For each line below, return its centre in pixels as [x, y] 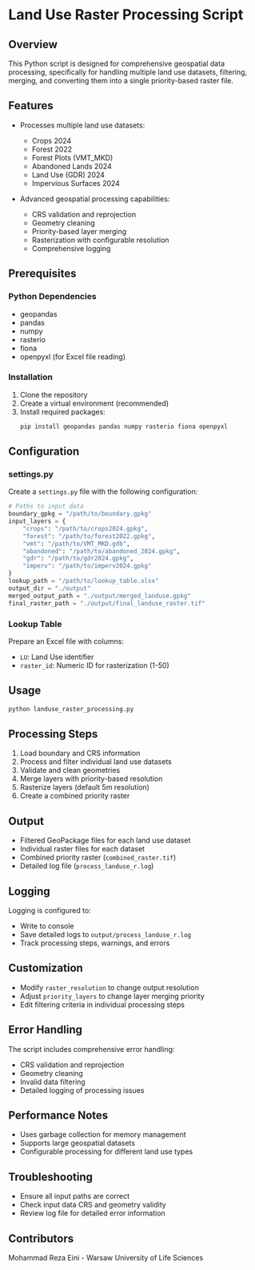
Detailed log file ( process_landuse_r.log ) [87, 866]
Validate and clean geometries [70, 770]
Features [31, 106]
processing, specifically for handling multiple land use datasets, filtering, [128, 72]
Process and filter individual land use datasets [96, 762]
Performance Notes [58, 1116]
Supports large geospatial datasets [78, 1143]
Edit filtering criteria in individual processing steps [102, 1005]
